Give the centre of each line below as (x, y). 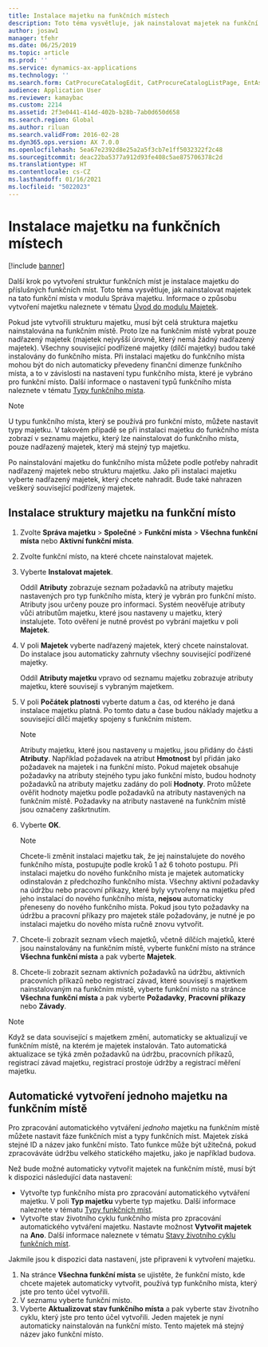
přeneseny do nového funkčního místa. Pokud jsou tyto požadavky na (134, 907)
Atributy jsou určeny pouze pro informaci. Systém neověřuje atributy (132, 604)
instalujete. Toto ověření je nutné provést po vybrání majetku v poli (129, 621)
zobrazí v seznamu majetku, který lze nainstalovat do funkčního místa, (124, 438)
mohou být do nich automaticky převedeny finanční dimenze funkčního (125, 364)
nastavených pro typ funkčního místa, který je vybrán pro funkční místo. (138, 595)
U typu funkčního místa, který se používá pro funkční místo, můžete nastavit (133, 421)
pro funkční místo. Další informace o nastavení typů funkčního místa (120, 382)
